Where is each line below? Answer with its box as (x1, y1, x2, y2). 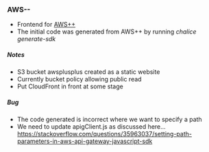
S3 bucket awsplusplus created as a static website (16, 68, 160, 76)
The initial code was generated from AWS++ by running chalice (16, 27, 197, 36)
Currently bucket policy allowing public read (16, 75, 142, 84)
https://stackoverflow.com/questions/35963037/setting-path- (16, 130, 192, 138)
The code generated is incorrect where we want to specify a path (16, 115, 202, 124)
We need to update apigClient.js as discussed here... (16, 123, 166, 131)
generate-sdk (16, 35, 56, 43)
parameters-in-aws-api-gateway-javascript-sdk (16, 137, 153, 145)
